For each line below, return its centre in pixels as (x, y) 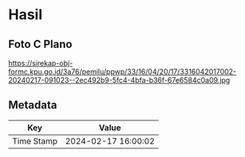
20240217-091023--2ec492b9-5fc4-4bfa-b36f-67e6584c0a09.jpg (119, 80)
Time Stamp (35, 141)
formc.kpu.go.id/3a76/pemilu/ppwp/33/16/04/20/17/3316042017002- (122, 72)
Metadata (33, 105)
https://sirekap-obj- (41, 63)
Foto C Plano (40, 44)
